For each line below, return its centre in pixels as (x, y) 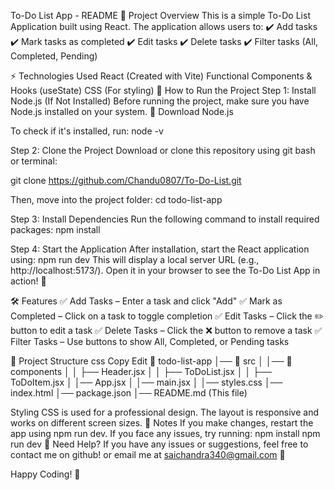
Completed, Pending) (54, 56)
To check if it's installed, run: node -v (87, 131)
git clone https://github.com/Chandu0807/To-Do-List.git (126, 180)
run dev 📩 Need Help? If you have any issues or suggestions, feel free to (159, 444)
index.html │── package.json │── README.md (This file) (129, 393)
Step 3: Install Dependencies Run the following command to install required (165, 219)
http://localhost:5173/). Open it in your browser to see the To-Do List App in (165, 270)
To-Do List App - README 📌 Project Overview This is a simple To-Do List (160, 15)
